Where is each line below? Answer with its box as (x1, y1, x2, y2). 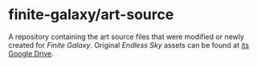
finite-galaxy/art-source (8, 6, 174, 24)
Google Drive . (8, 49, 55, 58)
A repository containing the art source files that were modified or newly (8, 32, 245, 41)
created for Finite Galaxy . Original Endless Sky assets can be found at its (8, 40, 250, 49)
